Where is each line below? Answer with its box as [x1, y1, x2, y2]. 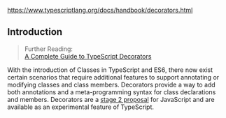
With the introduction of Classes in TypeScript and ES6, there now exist [7, 66, 213, 74]
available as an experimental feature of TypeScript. [7, 103, 155, 111]
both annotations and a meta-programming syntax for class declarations [7, 87, 216, 96]
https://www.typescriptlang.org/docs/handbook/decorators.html [7, 6, 193, 14]
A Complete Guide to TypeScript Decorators [24, 52, 152, 60]
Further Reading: [24, 45, 73, 53]
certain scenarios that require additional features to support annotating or [7, 73, 220, 81]
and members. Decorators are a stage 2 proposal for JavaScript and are [7, 95, 215, 103]
